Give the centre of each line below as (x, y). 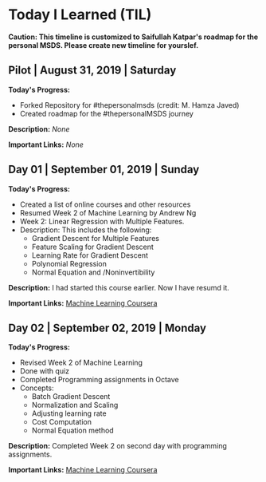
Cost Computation (62, 422)
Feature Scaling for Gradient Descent (92, 247)
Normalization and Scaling (75, 405)
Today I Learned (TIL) (80, 15)
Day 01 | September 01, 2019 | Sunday (104, 170)
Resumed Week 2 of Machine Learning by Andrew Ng (108, 212)
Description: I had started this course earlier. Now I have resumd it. (119, 287)
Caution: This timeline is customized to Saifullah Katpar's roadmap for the (133, 37)
